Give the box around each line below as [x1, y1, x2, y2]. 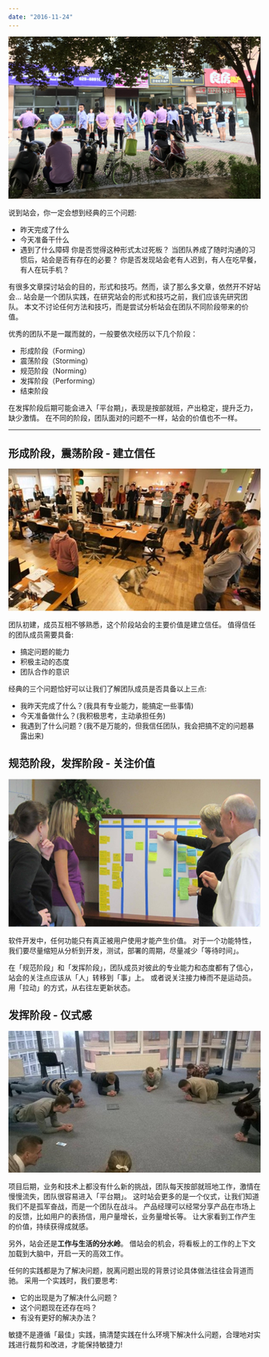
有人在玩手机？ [19, 265, 70, 275]
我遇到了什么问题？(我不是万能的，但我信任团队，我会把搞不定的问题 [19, 721, 247, 731]
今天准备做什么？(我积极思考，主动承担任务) [19, 711, 167, 720]
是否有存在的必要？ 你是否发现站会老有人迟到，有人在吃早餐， [54, 255, 261, 264]
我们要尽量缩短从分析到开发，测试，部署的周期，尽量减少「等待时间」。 [8, 945, 243, 955]
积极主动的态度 [19, 657, 70, 666]
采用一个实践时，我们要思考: [23, 1275, 118, 1285]
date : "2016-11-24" [8, 13, 74, 21]
